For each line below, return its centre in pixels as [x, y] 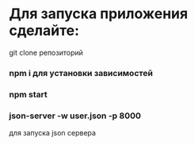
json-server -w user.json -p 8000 [75, 116]
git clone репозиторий [46, 52]
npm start [29, 94]
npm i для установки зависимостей [81, 73]
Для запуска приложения [99, 14]
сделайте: [44, 31]
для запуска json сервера [52, 133]
